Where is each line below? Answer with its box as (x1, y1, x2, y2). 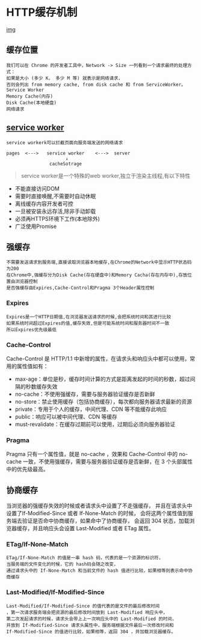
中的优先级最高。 (6, 466, 49, 473)
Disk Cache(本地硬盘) (6, 100, 57, 106)
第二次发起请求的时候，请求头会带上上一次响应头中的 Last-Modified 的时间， (6, 616, 177, 622)
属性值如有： (16, 363, 49, 370)
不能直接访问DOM (14, 185, 60, 192)
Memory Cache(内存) (6, 93, 54, 100)
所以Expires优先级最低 (6, 326, 57, 332)
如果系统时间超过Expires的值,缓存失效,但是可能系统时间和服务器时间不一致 (6, 320, 170, 326)
